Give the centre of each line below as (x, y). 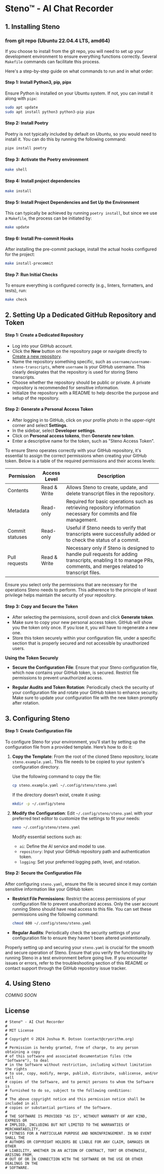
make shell (16, 170)
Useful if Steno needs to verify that (106, 528)
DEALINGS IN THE (21, 1164)
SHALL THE (15, 1138)
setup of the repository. (36, 398)
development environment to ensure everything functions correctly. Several (81, 56)
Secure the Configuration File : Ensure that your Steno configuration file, (85, 668)
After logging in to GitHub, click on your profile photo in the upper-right (83, 420)
